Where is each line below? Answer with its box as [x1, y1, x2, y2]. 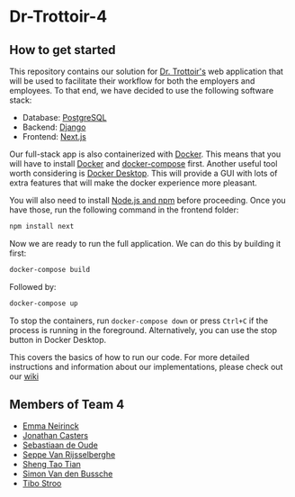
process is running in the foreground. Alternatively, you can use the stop [9, 324, 277, 335]
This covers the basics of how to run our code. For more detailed [9, 351, 250, 362]
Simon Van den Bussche [22, 468, 113, 479]
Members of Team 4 [9, 397, 125, 412]
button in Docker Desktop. [9, 334, 107, 345]
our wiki [9, 371, 39, 382]
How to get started [9, 42, 116, 58]
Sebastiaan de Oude [22, 439, 99, 451]
